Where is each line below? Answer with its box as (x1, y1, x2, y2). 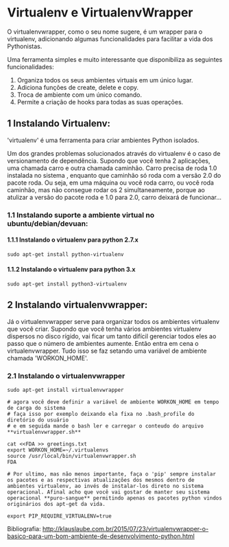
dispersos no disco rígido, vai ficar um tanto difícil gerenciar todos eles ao (7, 331, 217, 340)
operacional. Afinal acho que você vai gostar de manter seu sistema (7, 489, 210, 496)
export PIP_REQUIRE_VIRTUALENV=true (7, 513, 112, 520)
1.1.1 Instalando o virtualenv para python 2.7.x (7, 235, 138, 244)
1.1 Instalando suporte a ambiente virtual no (7, 210, 155, 220)
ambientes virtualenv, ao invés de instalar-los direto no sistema (7, 482, 204, 490)
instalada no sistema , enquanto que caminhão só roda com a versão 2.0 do (7, 171, 221, 179)
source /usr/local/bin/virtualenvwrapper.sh (7, 453, 136, 460)
